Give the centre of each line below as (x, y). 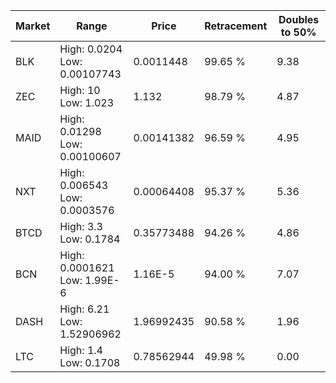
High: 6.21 (84, 309)
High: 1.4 (81, 350)
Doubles (299, 19)
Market (33, 26)
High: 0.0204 (91, 49)
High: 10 (80, 90)
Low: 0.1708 (90, 362)
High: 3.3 (81, 226)
